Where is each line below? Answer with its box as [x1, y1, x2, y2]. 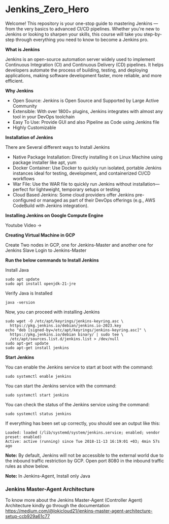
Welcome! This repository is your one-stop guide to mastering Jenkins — [5, 20, 158, 26]
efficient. [5, 78, 24, 84]
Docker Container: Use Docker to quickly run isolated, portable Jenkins [12, 165, 162, 171]
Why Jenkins [5, 87, 34, 93]
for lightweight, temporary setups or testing [29, 186, 120, 192]
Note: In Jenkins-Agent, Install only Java [5, 473, 90, 479]
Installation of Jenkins [5, 134, 53, 140]
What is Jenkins [5, 46, 40, 52]
